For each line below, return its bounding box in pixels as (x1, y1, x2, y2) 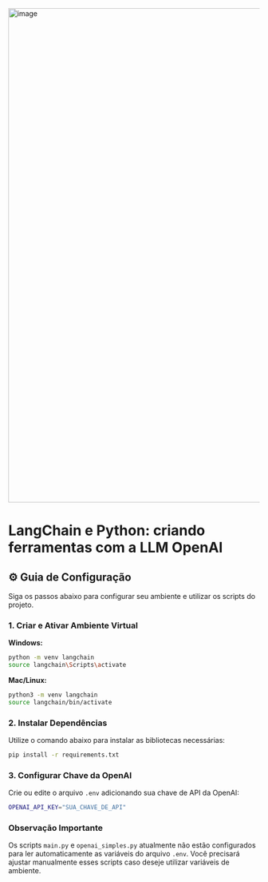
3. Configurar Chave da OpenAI (8, 769, 132, 780)
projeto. (8, 600, 34, 609)
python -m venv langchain (8, 653, 94, 662)
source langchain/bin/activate (8, 698, 112, 706)
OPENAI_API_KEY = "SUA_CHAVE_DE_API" (8, 804, 127, 812)
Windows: (8, 638, 43, 648)
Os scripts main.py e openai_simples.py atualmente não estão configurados (8, 840, 257, 850)
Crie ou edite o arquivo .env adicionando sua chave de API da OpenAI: (8, 788, 239, 798)
